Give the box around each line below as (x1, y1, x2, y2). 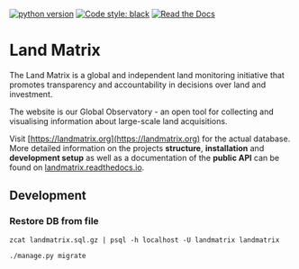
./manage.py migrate (9, 251, 87, 260)
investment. (9, 88, 53, 99)
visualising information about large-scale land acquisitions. (9, 115, 228, 126)
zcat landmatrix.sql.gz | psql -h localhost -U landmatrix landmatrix (9, 235, 280, 245)
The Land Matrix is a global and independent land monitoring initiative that (9, 69, 285, 80)
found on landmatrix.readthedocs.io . (9, 162, 145, 173)
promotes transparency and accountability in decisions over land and (9, 79, 267, 90)
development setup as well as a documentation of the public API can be (9, 152, 280, 163)
